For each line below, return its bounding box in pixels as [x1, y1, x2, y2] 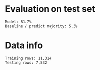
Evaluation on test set [5, 3, 96, 15]
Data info [5, 40, 43, 51]
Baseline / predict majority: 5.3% [5, 23, 78, 29]
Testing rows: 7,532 [5, 60, 48, 65]
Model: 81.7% [5, 19, 32, 24]
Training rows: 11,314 [5, 56, 51, 61]
